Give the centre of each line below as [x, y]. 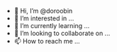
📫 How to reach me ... [47, 41]
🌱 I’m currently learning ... [52, 26]
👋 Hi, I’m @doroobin [43, 11]
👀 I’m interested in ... [44, 18]
